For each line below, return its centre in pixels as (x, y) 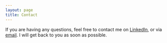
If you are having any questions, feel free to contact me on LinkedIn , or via (84, 29)
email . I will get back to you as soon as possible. (56, 35)
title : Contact (22, 15)
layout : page (19, 10)
